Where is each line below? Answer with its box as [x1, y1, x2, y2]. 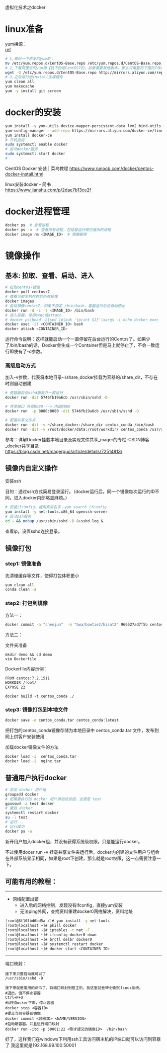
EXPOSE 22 [5, 685, 26, 690]
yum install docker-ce [5, 133, 52, 138]
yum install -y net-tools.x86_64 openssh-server [5, 509, 108, 514]
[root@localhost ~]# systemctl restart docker [5, 941, 103, 947]
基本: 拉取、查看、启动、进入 [5, 271, 94, 280]
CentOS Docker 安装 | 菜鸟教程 [5, 165, 69, 171]
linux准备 [5, 24, 44, 35]
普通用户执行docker [5, 774, 67, 782]
